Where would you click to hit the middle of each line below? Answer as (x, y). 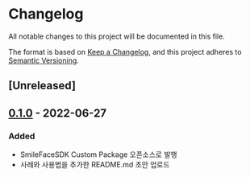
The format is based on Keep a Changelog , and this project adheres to (125, 51)
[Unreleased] (42, 86)
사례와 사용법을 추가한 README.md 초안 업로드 (95, 165)
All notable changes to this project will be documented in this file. (117, 36)
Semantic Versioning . (44, 60)
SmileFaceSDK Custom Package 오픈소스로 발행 (98, 154)
